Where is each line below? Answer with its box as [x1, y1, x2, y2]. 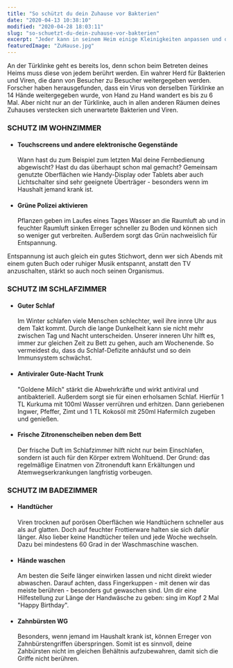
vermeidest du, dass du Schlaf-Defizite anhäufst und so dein [17, 346, 191, 355]
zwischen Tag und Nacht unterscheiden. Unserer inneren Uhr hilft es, [17, 331, 216, 340]
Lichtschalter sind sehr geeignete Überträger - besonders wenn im [17, 178, 209, 186]
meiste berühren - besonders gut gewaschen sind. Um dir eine [17, 586, 197, 594]
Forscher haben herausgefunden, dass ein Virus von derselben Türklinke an [7, 84, 224, 92]
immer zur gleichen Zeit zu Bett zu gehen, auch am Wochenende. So [17, 339, 214, 347]
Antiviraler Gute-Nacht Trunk [17, 369, 104, 378]
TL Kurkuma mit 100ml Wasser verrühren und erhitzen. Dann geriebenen [17, 400, 225, 408]
